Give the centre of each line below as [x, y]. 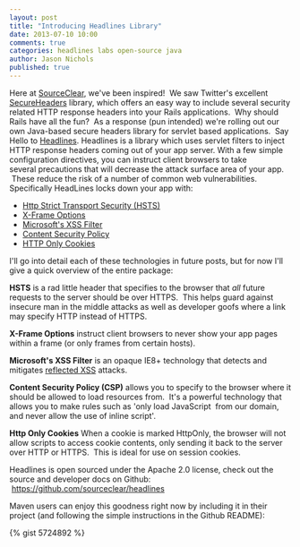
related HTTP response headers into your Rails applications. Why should [144, 112]
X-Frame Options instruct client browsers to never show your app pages [143, 333]
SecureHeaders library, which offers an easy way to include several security [150, 102]
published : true [39, 68]
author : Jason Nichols [51, 59]
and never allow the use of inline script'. [83, 415]
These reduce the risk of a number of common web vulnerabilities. [134, 178]
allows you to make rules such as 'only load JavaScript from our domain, [144, 406]
